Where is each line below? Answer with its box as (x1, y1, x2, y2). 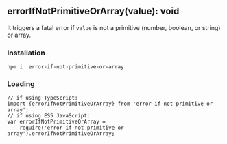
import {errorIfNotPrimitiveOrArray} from (7, 100, 130, 108)
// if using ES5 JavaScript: (7, 113, 91, 119)
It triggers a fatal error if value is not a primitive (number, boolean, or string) (7, 23, 221, 31)
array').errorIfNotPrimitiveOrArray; (7, 130, 115, 137)
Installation (7, 48, 46, 57)
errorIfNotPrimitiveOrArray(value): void (7, 5, 180, 17)
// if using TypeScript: (7, 95, 78, 102)
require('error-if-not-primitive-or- (19, 124, 128, 132)
